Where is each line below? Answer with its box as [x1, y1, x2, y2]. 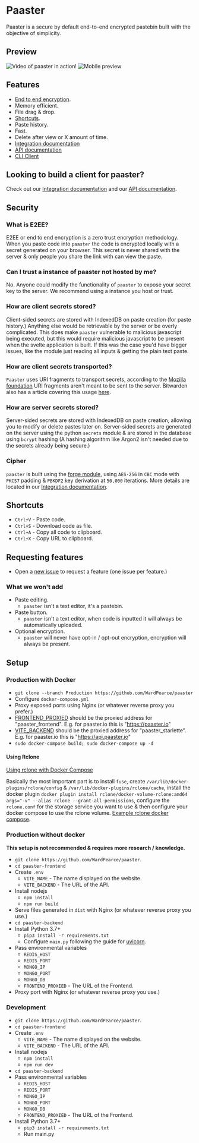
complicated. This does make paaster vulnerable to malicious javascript [6, 328, 182, 336]
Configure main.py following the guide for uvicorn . [23, 937, 147, 945]
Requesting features [6, 552, 84, 562]
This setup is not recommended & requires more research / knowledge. [6, 844, 185, 851]
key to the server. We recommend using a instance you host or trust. [6, 288, 174, 295]
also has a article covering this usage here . [6, 388, 111, 395]
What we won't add [6, 583, 64, 591]
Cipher [6, 457, 27, 465]
